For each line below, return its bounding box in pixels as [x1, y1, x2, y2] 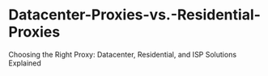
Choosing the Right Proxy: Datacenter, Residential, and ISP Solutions [8, 49, 237, 59]
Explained [8, 58, 42, 68]
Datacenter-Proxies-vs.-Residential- [8, 6, 262, 24]
